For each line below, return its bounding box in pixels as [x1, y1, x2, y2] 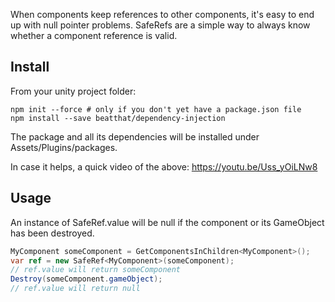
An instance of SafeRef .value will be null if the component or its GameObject [10, 216, 325, 228]
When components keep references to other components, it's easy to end [10, 9, 315, 20]
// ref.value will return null [10, 284, 141, 294]
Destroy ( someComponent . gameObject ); [10, 274, 163, 284]
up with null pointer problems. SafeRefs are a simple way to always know [10, 19, 311, 31]
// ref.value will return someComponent [10, 265, 182, 275]
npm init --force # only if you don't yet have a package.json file [10, 104, 302, 114]
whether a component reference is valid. [10, 30, 178, 41]
